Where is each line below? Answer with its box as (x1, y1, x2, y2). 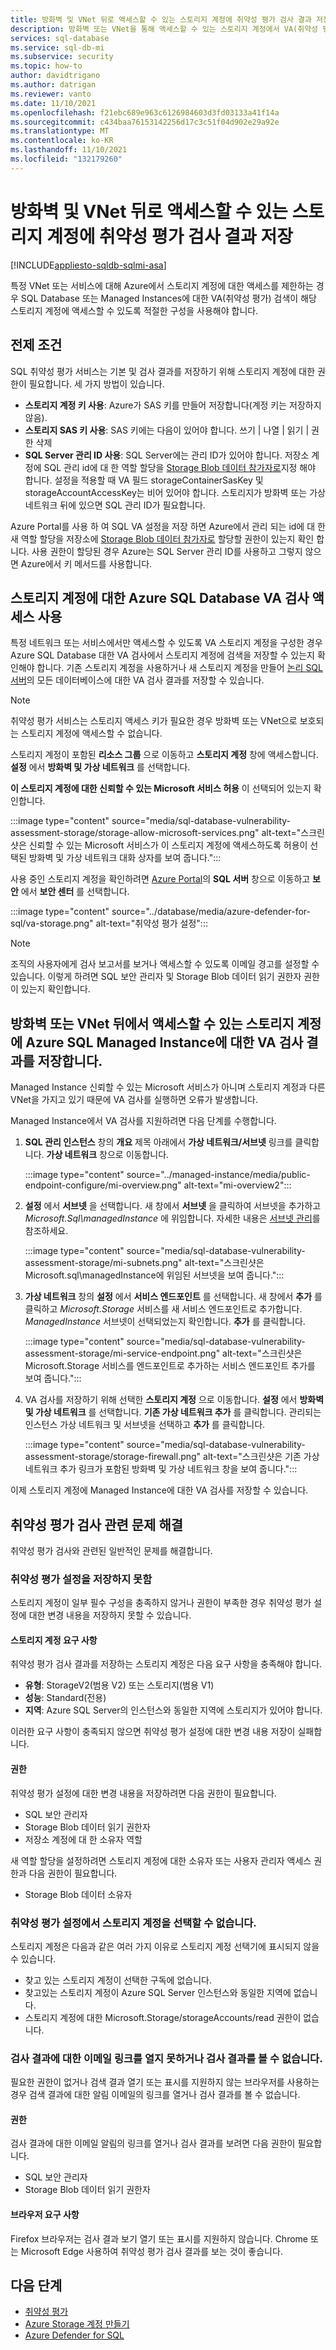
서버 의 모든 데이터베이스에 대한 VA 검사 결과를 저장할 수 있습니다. (10, 674, 265, 686)
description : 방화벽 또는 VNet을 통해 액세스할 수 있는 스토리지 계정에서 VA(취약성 (10, 24, 319, 34)
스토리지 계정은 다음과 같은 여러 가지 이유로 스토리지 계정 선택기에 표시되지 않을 (10, 1940, 320, 1952)
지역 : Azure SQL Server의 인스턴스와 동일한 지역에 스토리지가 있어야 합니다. (24, 1704, 323, 1716)
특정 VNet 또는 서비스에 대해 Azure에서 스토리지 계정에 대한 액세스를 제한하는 (10, 279, 314, 291)
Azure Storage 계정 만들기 (24, 2318, 130, 2330)
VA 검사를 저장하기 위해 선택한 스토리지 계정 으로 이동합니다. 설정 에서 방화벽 (24, 1394, 325, 1406)
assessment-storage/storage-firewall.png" (24, 1451, 202, 1463)
